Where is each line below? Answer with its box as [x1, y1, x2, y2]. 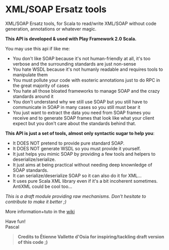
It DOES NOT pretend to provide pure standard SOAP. [12, 140, 125, 146]
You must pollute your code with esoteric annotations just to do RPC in [12, 77, 160, 83]
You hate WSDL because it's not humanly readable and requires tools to [12, 66, 163, 72]
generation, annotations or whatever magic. [5, 25, 96, 32]
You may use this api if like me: [5, 45, 70, 51]
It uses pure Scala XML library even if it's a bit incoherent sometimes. [12, 178, 158, 184]
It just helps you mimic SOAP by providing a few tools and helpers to [12, 151, 156, 157]
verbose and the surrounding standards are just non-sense [12, 61, 136, 67]
